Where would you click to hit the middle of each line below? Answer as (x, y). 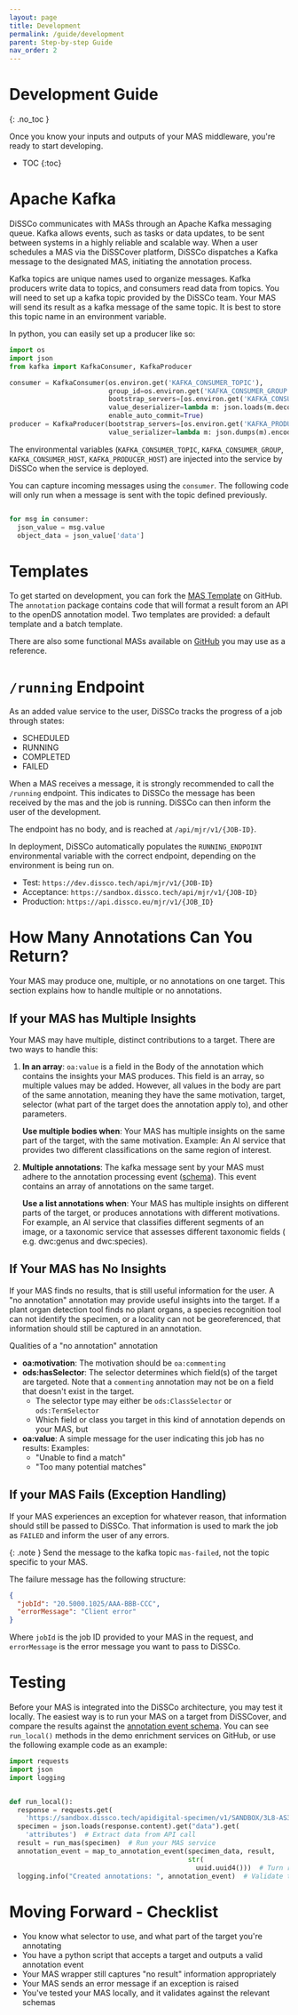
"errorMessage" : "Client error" (77, 1612)
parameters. (44, 1114)
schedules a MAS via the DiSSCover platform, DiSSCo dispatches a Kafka (144, 252)
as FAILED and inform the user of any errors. (90, 1535)
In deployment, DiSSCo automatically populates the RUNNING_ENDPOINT (136, 847)
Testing (38, 1683)
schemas (39, 2003)
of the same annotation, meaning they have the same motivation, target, (153, 1095)
